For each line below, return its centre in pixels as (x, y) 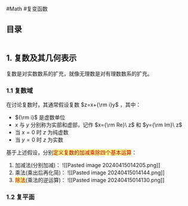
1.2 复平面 (20, 197)
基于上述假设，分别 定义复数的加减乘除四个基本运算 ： (72, 152)
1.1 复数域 (20, 90)
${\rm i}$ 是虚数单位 (40, 117)
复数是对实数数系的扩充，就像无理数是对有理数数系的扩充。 (79, 73)
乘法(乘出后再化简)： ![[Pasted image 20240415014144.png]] (90, 173)
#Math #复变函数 (27, 9)
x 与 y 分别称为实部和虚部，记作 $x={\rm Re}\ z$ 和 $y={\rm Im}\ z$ (98, 125)
